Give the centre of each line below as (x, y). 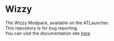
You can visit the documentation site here (48, 33)
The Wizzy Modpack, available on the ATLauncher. (57, 23)
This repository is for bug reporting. (42, 28)
